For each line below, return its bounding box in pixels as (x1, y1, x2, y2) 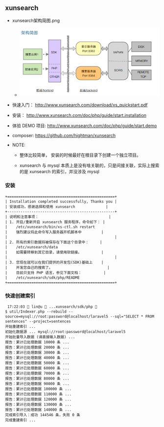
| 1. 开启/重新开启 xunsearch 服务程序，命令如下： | (5, 220, 105, 225)
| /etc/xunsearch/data (5, 245, 58, 249)
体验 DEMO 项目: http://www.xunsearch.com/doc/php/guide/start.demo (12, 123, 157, 129)
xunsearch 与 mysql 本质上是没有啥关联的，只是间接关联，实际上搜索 (19, 162, 160, 168)
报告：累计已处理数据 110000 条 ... (5, 392, 72, 397)
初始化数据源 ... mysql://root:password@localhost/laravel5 (5, 330, 126, 335)
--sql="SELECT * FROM (110, 314, 154, 319)
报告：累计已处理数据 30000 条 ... (5, 350, 70, 355)
